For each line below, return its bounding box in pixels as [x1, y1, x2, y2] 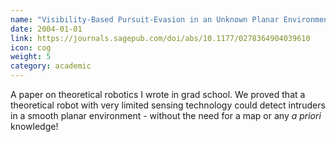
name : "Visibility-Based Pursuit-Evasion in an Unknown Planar [10, 14, 280, 25]
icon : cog [10, 42, 52, 53]
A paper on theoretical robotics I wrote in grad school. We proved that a [10, 89, 306, 100]
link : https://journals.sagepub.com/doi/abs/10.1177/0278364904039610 [10, 33, 311, 43]
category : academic [10, 61, 92, 71]
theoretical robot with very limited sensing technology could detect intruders [10, 99, 326, 111]
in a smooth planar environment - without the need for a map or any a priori [10, 110, 322, 121]
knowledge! [10, 121, 59, 132]
